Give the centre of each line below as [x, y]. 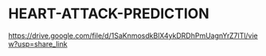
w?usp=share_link [38, 43]
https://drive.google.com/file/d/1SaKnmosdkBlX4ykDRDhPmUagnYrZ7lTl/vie [133, 35]
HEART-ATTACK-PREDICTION [109, 14]
